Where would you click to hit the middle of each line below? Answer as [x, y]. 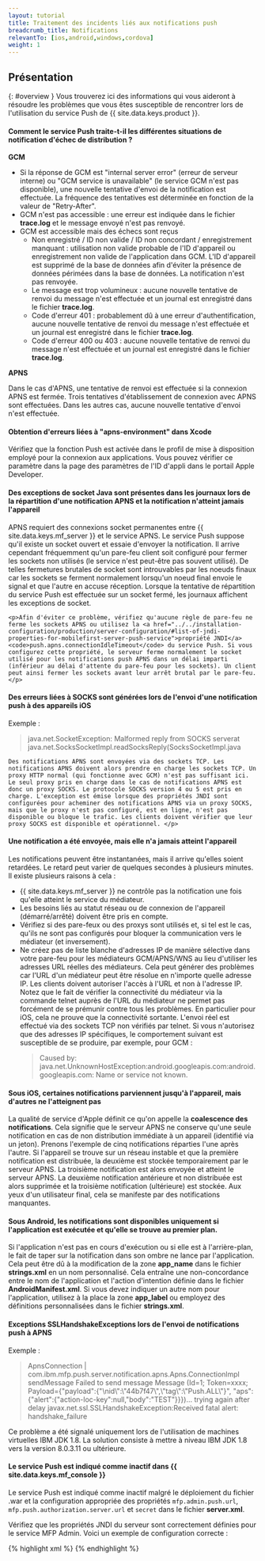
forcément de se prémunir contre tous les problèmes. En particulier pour [137, 1009]
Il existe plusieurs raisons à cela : [62, 875]
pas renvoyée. [55, 282]
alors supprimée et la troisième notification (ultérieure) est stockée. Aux [125, 1186]
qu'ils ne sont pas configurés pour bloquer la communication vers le [131, 933]
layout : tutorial [37, 15]
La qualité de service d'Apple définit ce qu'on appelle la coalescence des [128, 1119]
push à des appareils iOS [50, 706]
